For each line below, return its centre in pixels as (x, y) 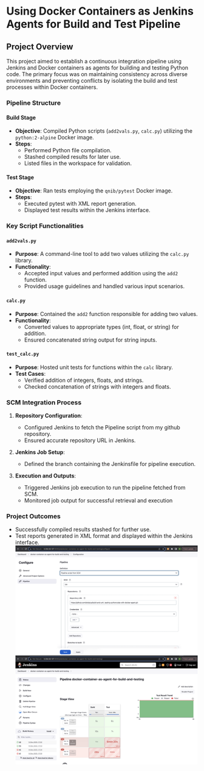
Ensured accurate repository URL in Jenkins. (80, 440)
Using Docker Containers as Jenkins (100, 11)
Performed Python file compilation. (68, 150)
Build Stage (21, 118)
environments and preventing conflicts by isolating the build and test (92, 81)
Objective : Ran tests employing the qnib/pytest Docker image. (94, 191)
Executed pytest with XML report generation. (80, 204)
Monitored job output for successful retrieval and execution (98, 501)
